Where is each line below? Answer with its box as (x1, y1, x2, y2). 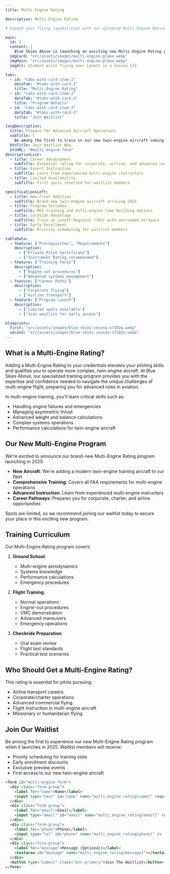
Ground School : (12, 553, 47, 560)
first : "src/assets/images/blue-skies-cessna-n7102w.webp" (10, 325, 137, 331)
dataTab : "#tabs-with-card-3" (14, 110, 78, 115)
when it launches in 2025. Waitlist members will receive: (5, 744, 122, 750)
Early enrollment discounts (12, 759, 68, 765)
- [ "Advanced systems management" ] (18, 274, 94, 279)
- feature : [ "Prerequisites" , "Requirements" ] (10, 241, 110, 246)
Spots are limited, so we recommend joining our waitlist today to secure (5, 510, 154, 517)
